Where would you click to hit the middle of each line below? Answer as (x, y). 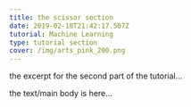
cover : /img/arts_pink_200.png (67, 51)
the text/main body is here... (61, 94)
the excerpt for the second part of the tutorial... (96, 76)
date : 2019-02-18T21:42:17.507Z (69, 26)
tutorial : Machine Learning (62, 34)
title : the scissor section (62, 17)
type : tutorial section (54, 42)
